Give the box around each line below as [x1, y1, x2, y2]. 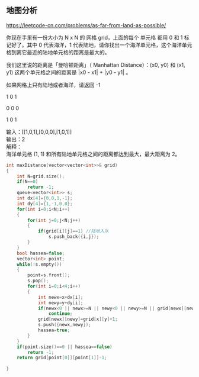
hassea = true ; [37, 327, 70, 333]
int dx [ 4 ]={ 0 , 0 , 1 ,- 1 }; [17, 195, 73, 201]
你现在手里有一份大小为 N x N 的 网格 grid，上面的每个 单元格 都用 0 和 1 [6, 34, 183, 41]
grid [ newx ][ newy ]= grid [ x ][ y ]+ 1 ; [37, 316, 118, 323]
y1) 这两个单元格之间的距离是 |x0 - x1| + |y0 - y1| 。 [6, 69, 131, 76]
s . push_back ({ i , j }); [48, 234, 99, 240]
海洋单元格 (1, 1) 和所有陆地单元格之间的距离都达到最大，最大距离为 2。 [6, 150, 181, 157]
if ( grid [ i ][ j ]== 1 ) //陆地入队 [37, 228, 109, 234]
